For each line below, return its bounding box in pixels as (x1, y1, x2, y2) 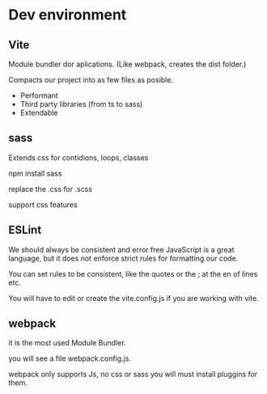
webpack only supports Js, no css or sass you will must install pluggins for (8, 370, 258, 379)
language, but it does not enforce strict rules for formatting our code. (8, 253, 239, 263)
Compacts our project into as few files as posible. (8, 75, 174, 84)
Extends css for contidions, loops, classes (8, 152, 149, 163)
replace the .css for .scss (8, 184, 93, 193)
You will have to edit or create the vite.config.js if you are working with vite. (8, 293, 259, 303)
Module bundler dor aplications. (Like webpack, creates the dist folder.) (8, 59, 247, 69)
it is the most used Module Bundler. (8, 338, 127, 348)
